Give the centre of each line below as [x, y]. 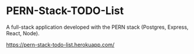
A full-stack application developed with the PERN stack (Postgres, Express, [97, 27]
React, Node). [23, 33]
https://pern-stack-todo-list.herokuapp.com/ [60, 45]
